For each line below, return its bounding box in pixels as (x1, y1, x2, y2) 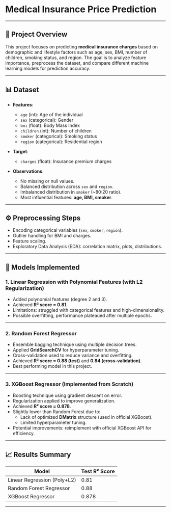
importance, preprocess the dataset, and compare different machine (5, 60, 149, 66)
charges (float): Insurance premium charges (20, 158, 112, 164)
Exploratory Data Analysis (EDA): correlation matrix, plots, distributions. (12, 244, 162, 250)
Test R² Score (81, 468, 116, 475)
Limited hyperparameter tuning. (20, 419, 87, 425)
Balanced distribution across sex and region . (20, 183, 114, 190)
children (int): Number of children (20, 127, 92, 133)
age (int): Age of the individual (20, 111, 83, 118)
